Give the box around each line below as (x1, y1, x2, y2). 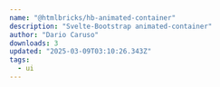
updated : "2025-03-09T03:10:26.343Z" (9, 47, 152, 56)
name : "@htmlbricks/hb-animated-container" (9, 13, 177, 23)
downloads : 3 (9, 38, 59, 48)
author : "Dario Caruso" (9, 30, 100, 39)
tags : (9, 55, 30, 64)
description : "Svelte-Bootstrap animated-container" (9, 22, 213, 31)
